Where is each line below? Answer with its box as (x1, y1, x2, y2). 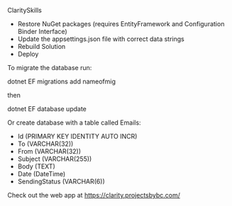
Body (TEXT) (17, 162, 55, 171)
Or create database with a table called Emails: (7, 118, 141, 127)
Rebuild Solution (17, 42, 66, 50)
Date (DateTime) (17, 170, 66, 178)
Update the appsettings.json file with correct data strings (17, 35, 184, 43)
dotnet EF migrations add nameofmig (7, 77, 116, 86)
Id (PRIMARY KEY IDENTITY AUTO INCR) (17, 132, 138, 140)
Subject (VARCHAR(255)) (17, 155, 92, 163)
